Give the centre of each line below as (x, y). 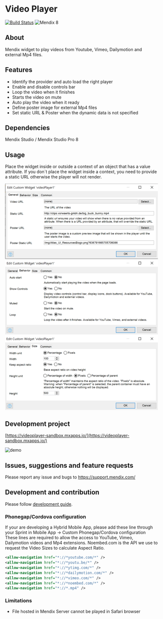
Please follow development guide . (39, 504)
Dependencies (27, 128)
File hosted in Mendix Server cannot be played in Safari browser (76, 611)
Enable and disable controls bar (44, 87)
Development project (38, 424)
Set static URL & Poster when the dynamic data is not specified (75, 112)
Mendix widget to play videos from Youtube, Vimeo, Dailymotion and (73, 49)
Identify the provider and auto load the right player (62, 82)
